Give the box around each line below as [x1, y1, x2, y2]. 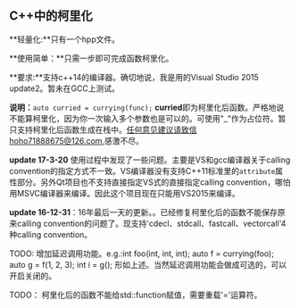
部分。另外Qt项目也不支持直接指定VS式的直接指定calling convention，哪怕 [16, 177, 292, 187]
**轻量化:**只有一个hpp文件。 [9, 34, 120, 45]
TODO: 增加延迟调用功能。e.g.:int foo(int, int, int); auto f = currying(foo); [9, 248, 275, 259]
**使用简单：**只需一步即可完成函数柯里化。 [9, 53, 174, 63]
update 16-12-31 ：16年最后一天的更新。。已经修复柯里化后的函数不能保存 [9, 206, 278, 217]
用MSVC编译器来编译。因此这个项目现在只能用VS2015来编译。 [9, 187, 241, 198]
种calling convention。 [9, 229, 93, 239]
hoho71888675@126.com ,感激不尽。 [9, 135, 145, 146]
